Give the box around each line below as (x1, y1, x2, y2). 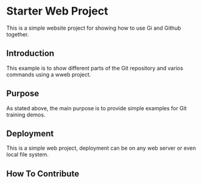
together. (6, 30, 29, 38)
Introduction (6, 48, 55, 59)
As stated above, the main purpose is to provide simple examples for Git (6, 104, 187, 111)
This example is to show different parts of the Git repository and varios (6, 64, 184, 72)
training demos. (6, 111, 46, 118)
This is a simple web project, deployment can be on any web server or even (6, 144, 197, 152)
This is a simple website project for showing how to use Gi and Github (6, 24, 181, 32)
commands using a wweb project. (6, 71, 91, 78)
